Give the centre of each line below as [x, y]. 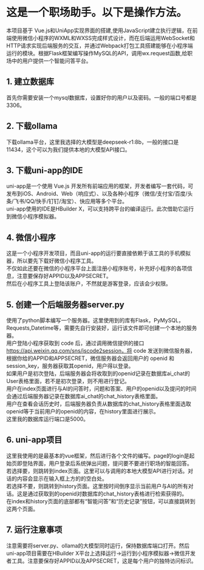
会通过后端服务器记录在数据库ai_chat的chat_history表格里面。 [84, 396]
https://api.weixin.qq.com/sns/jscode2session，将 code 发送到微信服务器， [101, 351]
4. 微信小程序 [31, 237]
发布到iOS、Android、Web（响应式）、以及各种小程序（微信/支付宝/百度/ [97, 194]
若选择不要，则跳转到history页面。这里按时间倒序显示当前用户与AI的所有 [97, 486]
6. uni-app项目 [34, 440]
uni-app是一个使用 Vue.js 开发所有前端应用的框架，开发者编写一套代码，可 [100, 186]
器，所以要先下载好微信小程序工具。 [52, 261]
